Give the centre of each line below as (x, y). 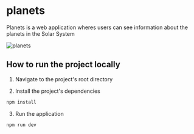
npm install (21, 102)
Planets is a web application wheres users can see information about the (97, 27)
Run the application (39, 113)
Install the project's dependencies (57, 91)
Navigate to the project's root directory (64, 79)
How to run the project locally (63, 65)
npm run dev (21, 125)
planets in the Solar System (40, 33)
